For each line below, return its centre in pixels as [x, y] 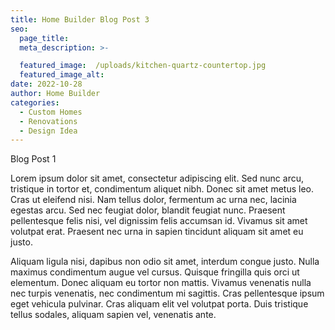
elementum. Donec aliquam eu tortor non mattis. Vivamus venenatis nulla [161, 283]
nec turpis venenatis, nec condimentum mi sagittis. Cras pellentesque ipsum [167, 293]
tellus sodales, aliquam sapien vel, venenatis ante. [113, 315]
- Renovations [48, 121]
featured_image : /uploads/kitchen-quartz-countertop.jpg [143, 66]
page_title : [44, 38]
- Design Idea [48, 131]
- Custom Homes [51, 112]
